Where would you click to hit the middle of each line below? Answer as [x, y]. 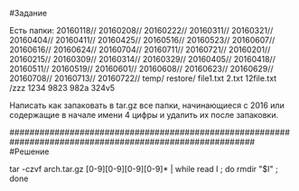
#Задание [28, 13]
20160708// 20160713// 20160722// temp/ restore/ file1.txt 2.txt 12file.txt [143, 78]
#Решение [29, 151]
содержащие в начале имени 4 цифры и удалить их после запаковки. [144, 115]
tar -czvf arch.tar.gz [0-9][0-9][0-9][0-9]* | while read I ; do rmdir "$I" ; [144, 169]
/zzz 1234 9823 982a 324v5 [62, 88]
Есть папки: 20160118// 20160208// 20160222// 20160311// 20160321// [141, 30]
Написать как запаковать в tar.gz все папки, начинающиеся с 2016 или [147, 105]
